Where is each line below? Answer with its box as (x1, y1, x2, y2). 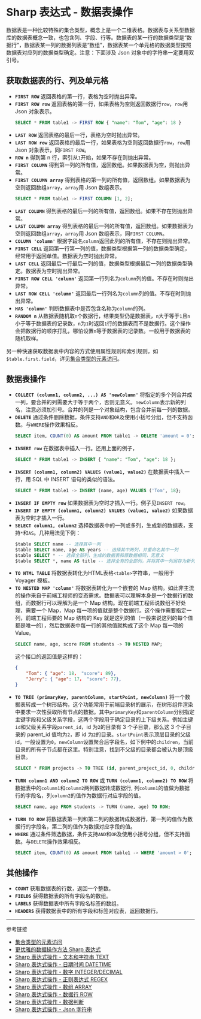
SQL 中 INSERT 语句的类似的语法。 (32, 476, 118, 483)
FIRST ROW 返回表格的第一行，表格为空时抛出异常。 (14, 92, 141, 100)
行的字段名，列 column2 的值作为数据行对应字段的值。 (14, 792, 144, 799)
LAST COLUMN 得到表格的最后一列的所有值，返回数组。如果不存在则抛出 (14, 207, 188, 215)
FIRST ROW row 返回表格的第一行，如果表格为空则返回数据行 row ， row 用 (14, 100, 188, 107)
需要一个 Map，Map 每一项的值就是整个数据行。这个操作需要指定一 (25, 607, 192, 614)
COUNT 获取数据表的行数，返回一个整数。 (14, 885, 114, 892)
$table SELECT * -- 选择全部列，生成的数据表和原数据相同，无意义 (14, 552, 165, 558)
